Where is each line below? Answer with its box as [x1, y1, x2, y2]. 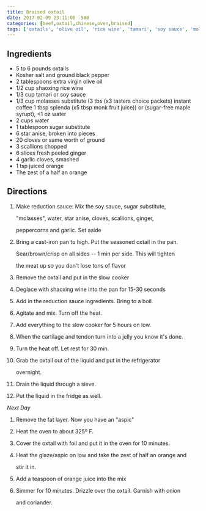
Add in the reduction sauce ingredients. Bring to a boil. [15, 297, 153, 304]
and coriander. [15, 499, 53, 506]
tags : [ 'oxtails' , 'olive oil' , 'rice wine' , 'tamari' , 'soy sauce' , [7, 26, 188, 32]
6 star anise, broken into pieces [15, 130, 95, 138]
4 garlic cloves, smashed [15, 156, 79, 163]
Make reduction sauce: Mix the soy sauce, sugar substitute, [15, 202, 167, 210]
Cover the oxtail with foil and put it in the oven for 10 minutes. [15, 439, 171, 447]
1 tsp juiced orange [15, 163, 64, 170]
